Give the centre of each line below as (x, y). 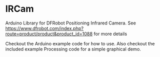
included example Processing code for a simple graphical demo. (73, 49)
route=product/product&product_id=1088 (49, 34)
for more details (110, 34)
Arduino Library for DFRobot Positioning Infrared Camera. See (71, 23)
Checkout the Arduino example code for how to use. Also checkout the (80, 43)
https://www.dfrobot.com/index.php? (44, 28)
